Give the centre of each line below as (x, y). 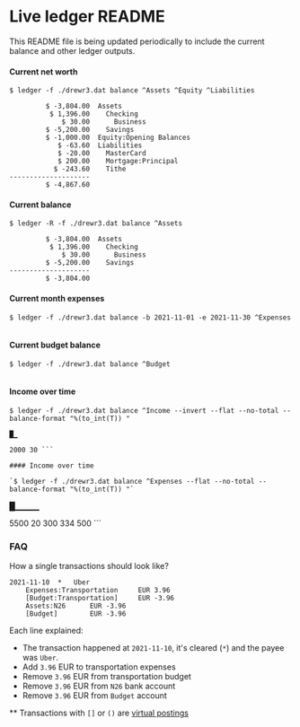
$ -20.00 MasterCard (101, 153)
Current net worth (44, 71)
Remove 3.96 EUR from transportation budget (106, 677)
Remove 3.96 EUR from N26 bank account (99, 686)
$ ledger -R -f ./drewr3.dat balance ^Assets (96, 223)
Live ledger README (87, 17)
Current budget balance (55, 345)
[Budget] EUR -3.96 (76, 614)
